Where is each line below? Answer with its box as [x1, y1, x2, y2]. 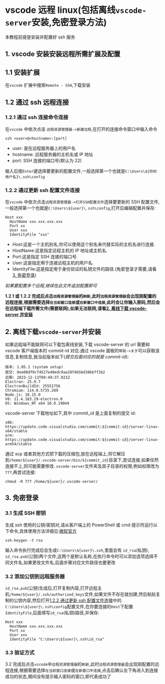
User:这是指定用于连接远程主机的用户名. [12, 260, 94, 266]
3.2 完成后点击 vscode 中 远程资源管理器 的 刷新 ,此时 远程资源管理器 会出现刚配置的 [5, 661, 155, 667]
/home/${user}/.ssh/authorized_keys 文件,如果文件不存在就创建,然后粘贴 [9, 591, 156, 597]
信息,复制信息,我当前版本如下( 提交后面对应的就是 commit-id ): [5, 353, 129, 360]
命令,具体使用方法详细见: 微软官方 [9, 528, 77, 534]
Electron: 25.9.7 [5, 379, 41, 384]
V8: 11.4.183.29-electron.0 [5, 396, 63, 402]
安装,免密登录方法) [31, 17, 107, 28]
